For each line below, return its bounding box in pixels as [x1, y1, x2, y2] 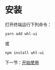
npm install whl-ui [5, 50, 44, 55]
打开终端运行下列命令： [5, 22, 52, 27]
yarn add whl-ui [5, 31, 38, 36]
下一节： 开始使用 [5, 59, 39, 65]
